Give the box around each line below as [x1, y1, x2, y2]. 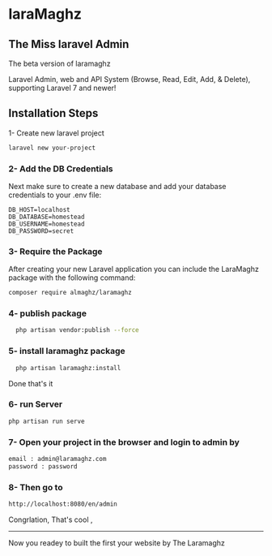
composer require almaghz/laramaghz [8, 289, 132, 297]
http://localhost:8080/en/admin [8, 500, 117, 508]
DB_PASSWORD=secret [8, 226, 74, 235]
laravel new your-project [8, 144, 96, 152]
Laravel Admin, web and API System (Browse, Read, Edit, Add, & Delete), [8, 75, 251, 84]
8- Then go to [8, 481, 63, 493]
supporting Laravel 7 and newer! [8, 83, 117, 93]
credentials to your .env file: [8, 190, 102, 200]
